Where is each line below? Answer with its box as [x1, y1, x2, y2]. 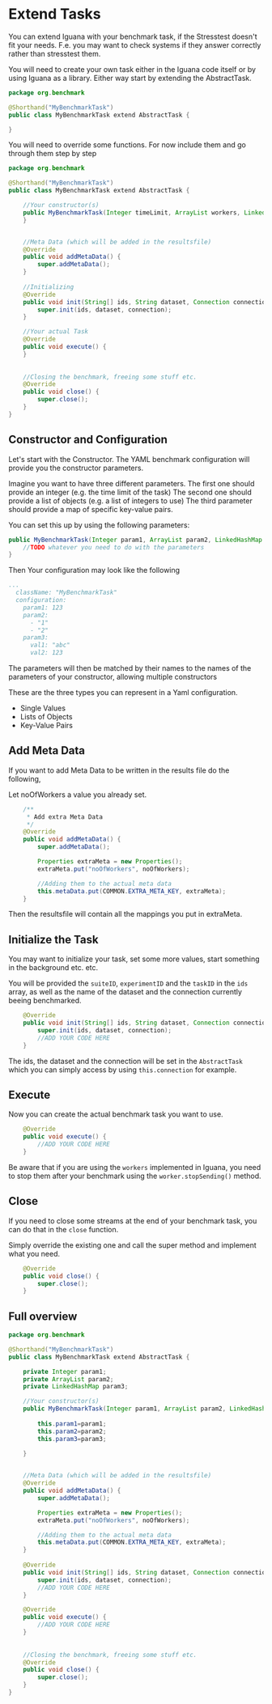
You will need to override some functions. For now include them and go [8, 140, 247, 150]
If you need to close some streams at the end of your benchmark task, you [8, 1215, 257, 1226]
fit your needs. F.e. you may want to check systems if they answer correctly [8, 40, 261, 49]
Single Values [19, 703, 66, 713]
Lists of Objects [19, 712, 73, 721]
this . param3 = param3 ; [37, 1435, 107, 1443]
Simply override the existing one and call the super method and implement [8, 1240, 257, 1250]
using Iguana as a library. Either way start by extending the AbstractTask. [8, 73, 253, 83]
